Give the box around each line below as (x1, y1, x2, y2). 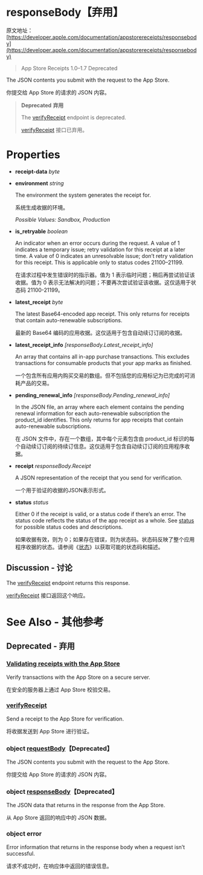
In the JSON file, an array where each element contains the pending (14, 403, 184, 411)
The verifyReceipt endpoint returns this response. (6, 579, 130, 586)
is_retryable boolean (14, 228, 68, 235)
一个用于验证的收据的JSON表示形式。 (14, 486, 110, 494)
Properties (6, 148, 60, 162)
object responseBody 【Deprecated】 (6, 788, 118, 796)
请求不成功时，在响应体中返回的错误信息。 (6, 862, 112, 870)
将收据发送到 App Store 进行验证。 (6, 727, 92, 735)
